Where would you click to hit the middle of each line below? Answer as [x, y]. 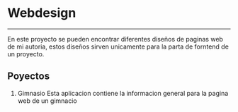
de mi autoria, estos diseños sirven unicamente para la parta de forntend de [118, 46]
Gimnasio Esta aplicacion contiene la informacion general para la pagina [123, 93]
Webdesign [42, 13]
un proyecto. [26, 54]
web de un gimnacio [47, 101]
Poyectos [29, 76]
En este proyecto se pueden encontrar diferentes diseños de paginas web [115, 39]
